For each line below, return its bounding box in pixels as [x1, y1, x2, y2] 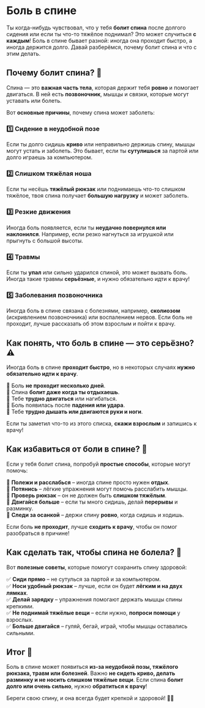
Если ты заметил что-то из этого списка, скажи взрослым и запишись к [6, 420, 197, 427]
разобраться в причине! [6, 529, 70, 537]
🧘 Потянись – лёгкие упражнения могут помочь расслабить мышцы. [6, 485, 188, 493]
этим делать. [6, 50, 41, 57]
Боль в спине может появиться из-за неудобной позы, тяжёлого [6, 663, 179, 671]
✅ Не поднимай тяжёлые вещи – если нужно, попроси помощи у [6, 609, 181, 616]
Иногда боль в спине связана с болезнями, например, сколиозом [6, 307, 181, 315]
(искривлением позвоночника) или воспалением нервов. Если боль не [6, 313, 193, 321]
